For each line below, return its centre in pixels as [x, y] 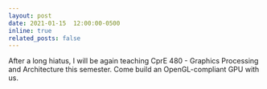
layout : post [30, 16]
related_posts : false [45, 38]
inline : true [30, 30]
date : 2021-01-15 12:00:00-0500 [64, 23]
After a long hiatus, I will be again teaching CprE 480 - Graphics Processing [133, 61]
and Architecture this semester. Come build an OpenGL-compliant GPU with [134, 70]
